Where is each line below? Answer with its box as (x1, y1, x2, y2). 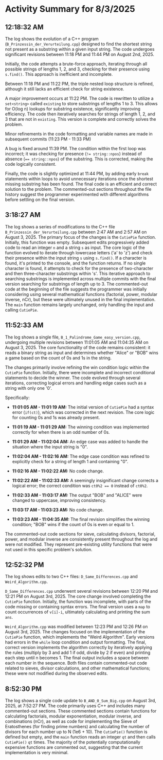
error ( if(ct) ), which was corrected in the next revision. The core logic (12, 409, 155, 415)
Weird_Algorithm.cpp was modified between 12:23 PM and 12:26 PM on (5, 624, 148, 629)
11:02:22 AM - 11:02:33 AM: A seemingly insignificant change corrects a (12, 477, 159, 483)
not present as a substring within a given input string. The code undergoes (5, 46, 155, 52)
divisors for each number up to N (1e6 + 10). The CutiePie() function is (5, 729, 147, 735)
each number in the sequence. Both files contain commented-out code (5, 660, 147, 666)
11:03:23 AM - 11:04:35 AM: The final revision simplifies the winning (12, 516, 150, 522)
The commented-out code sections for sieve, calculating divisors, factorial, (5, 531, 156, 536)
